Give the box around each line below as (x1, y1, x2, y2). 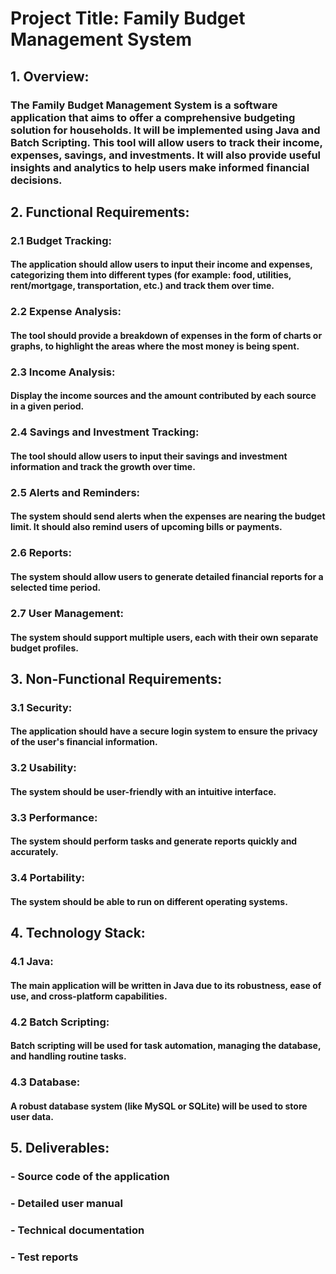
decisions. (10, 173, 63, 187)
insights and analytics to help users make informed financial (10, 160, 310, 174)
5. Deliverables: (10, 1140, 110, 1157)
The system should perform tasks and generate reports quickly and (10, 835, 298, 847)
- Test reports (10, 1250, 79, 1264)
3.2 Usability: (10, 761, 77, 775)
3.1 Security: (10, 700, 73, 714)
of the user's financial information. (10, 736, 158, 748)
